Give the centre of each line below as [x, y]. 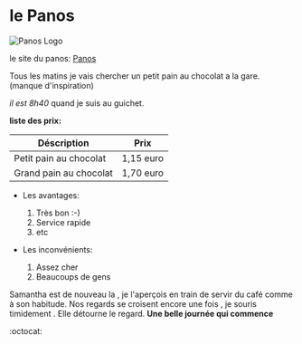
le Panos [42, 16]
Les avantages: [51, 195]
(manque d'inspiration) [52, 85]
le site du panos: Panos [53, 58]
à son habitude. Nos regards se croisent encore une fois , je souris [133, 303]
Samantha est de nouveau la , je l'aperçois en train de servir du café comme [151, 294]
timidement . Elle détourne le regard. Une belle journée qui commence [142, 313]
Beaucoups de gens [73, 276]
